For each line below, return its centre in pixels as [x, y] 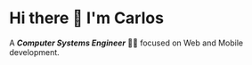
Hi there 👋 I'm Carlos [87, 18]
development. [34, 52]
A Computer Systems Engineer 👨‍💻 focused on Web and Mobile [126, 43]
